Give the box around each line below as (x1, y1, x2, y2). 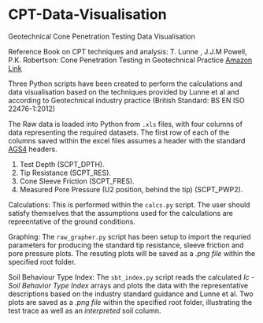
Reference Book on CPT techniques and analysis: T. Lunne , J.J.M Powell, (8, 46, 247, 56)
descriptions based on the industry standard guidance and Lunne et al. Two (8, 289, 254, 299)
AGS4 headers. (8, 144, 57, 154)
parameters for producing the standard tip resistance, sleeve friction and (8, 240, 244, 250)
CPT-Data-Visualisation (8, 6, 167, 24)
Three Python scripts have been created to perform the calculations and (8, 79, 243, 88)
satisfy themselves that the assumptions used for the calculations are (8, 208, 234, 217)
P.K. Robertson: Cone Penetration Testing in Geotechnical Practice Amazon (8, 55, 253, 65)
